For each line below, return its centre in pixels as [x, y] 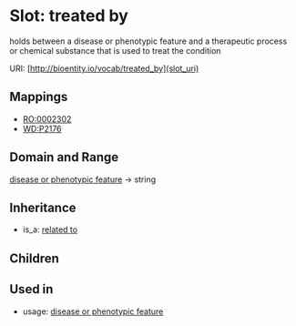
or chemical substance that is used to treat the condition [115, 50]
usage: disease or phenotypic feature [93, 311]
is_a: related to [50, 229]
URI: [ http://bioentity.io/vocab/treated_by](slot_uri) [104, 68]
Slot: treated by [69, 16]
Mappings [39, 97]
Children [34, 258]
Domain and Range [64, 157]
